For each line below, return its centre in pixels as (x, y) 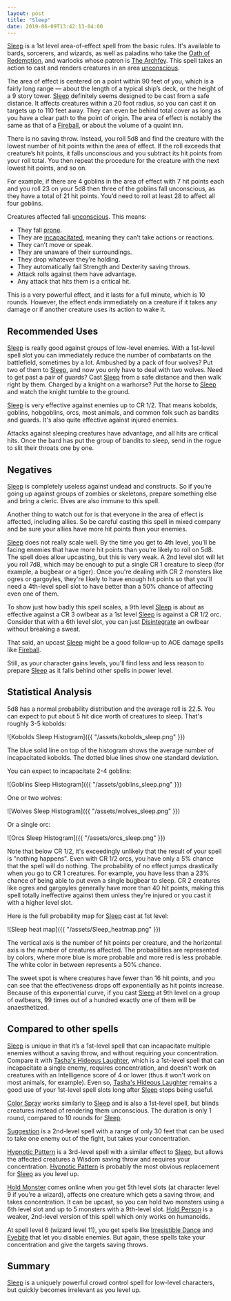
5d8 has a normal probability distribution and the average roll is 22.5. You (111, 709)
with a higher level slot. (40, 902)
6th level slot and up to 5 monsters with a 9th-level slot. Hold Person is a (110, 1209)
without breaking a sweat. (44, 629)
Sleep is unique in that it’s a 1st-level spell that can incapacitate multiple (109, 1046)
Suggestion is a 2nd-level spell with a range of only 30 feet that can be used (115, 1131)
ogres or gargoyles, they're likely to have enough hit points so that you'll (110, 579)
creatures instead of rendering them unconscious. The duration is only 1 (109, 1110)
